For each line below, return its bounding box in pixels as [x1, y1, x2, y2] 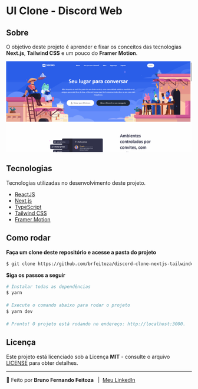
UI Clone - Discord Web [6, 4, 123, 18]
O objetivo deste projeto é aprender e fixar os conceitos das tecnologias [6, 43, 181, 50]
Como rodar [6, 233, 51, 243]
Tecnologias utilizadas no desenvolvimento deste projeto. [6, 179, 146, 187]
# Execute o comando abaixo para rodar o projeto [6, 302, 131, 308]
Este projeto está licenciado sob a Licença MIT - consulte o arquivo [6, 353, 170, 360]
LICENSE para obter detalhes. [6, 359, 78, 367]
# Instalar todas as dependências [6, 283, 91, 290]
